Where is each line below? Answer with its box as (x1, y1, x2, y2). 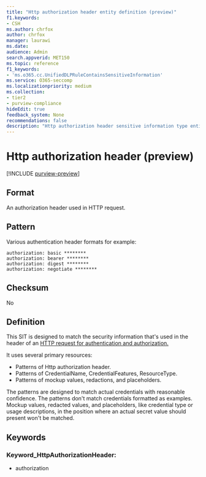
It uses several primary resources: (6, 351, 93, 359)
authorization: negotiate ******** (6, 266, 97, 272)
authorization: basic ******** (6, 250, 86, 256)
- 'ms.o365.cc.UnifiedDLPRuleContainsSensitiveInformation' (6, 72, 164, 78)
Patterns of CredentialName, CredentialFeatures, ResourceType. (15, 370, 178, 378)
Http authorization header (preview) (6, 150, 194, 163)
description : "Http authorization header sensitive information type (6, 123, 188, 130)
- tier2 (6, 95, 26, 101)
